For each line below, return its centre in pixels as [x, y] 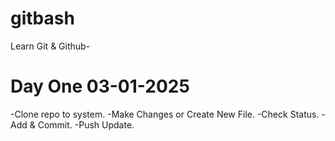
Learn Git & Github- [50, 46]
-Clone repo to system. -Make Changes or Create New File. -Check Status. [165, 114]
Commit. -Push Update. [86, 124]
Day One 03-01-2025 [100, 86]
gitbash [42, 18]
